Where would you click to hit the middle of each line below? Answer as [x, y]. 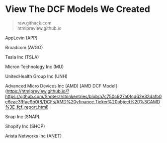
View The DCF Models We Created [78, 9]
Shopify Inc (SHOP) [25, 126]
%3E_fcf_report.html [26, 107]
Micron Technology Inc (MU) [35, 67]
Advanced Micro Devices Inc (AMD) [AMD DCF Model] [61, 86]
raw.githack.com [34, 23]
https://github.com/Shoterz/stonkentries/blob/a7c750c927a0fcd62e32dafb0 [83, 96]
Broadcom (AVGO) [24, 47]
